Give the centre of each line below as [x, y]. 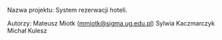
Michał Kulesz [27, 31]
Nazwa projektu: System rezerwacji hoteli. [67, 10]
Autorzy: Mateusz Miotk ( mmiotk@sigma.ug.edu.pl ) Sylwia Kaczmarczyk [111, 23]
